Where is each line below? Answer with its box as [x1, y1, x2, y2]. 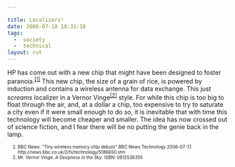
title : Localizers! [7, 16, 65, 23]
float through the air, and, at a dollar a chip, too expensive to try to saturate [7, 100, 224, 109]
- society [13, 36, 46, 43]
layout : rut [7, 49, 42, 56]
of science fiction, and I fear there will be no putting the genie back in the [7, 123, 219, 131]
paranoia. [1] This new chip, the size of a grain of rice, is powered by [7, 76, 202, 85]
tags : [7, 29, 23, 36]
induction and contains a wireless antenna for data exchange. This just [7, 84, 212, 93]
